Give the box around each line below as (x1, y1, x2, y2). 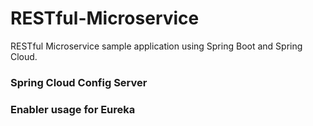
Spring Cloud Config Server (10, 75, 148, 89)
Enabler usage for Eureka (10, 102, 136, 116)
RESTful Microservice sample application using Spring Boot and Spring (10, 40, 303, 52)
